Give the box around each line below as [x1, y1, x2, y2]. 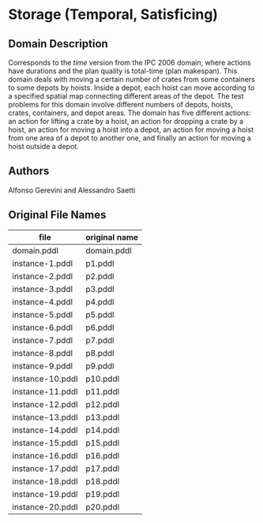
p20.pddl [85, 501, 120, 512]
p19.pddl [85, 488, 120, 499]
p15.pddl [85, 437, 120, 448]
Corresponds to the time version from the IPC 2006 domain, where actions [8, 58, 251, 67]
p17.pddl [85, 463, 120, 474]
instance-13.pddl [12, 412, 78, 423]
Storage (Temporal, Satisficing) [8, 6, 219, 24]
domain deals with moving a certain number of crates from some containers [8, 75, 255, 84]
